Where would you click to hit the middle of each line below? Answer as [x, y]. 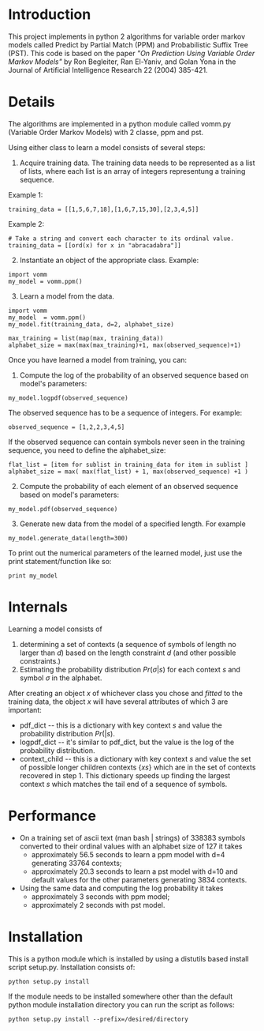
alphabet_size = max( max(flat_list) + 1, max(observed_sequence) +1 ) [128, 472]
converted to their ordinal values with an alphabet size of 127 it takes [131, 846]
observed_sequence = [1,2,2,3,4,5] [67, 427]
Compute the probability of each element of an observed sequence [129, 486]
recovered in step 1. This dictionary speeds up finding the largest [125, 775]
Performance [52, 816]
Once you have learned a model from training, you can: [98, 359]
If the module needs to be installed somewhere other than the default [121, 996]
